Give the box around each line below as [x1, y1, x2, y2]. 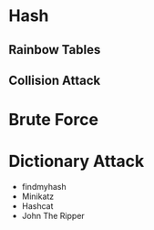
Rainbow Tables [8, 42, 101, 57]
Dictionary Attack [8, 152, 145, 172]
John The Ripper [21, 211, 86, 222]
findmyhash [21, 182, 67, 193]
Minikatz [21, 191, 55, 202]
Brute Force [8, 110, 99, 131]
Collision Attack [8, 72, 101, 88]
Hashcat [21, 201, 54, 212]
